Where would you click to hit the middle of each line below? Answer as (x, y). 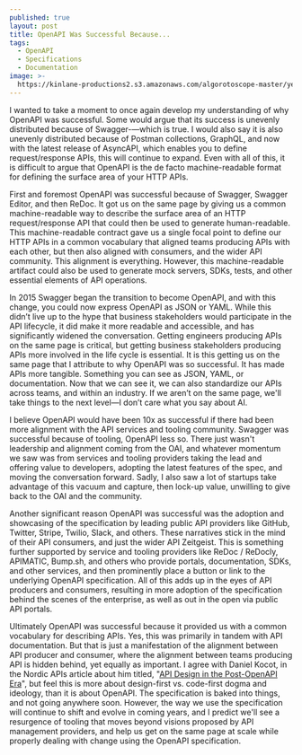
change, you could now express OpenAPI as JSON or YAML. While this (140, 307)
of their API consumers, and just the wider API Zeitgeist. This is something (147, 542)
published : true (40, 18)
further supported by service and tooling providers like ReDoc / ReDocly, (144, 551)
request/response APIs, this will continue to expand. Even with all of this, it (147, 157)
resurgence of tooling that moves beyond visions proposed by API (132, 721)
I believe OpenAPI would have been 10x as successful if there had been (142, 419)
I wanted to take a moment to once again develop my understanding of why (149, 110)
